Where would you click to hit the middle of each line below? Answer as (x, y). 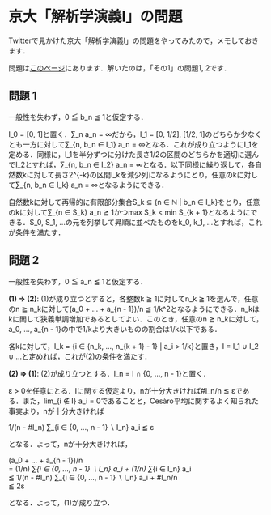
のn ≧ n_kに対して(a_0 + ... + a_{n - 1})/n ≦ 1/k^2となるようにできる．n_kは (134, 309)
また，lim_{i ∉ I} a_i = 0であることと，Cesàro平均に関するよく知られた (140, 401)
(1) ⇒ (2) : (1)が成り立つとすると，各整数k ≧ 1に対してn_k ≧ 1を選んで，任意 (133, 298)
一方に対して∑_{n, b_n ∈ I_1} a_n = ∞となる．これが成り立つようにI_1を (140, 144)
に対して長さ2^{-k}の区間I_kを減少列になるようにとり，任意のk (131, 174)
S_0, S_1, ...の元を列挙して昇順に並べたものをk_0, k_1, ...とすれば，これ (146, 222)
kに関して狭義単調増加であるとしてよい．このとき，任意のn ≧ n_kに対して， (136, 319)
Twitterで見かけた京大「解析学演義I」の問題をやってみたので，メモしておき (134, 40)
